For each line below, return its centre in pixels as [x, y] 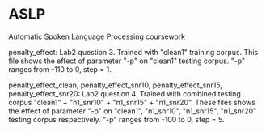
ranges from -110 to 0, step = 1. [60, 69]
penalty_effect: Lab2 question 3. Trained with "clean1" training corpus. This [133, 52]
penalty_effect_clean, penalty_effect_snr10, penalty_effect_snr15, [115, 85]
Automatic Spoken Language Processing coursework [97, 36]
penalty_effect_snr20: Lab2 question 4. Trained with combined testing [125, 93]
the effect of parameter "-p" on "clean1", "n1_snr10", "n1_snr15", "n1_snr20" [133, 111]
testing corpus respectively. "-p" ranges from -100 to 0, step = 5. [116, 119]
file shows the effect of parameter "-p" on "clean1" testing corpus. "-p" [127, 61]
